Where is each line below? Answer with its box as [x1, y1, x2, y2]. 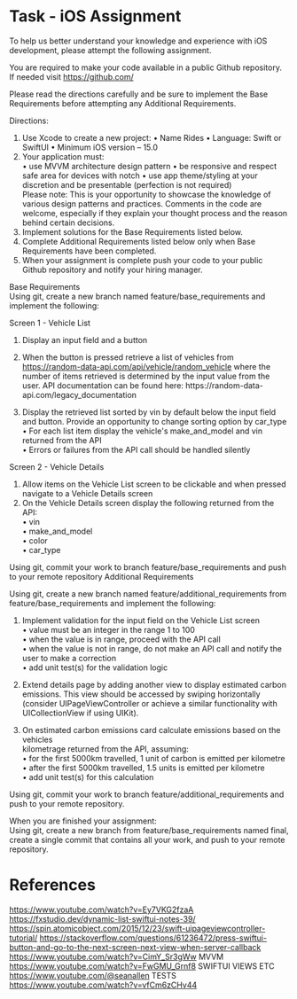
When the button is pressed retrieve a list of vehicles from [21, 352, 234, 363]
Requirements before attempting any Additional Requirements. [9, 98, 237, 108]
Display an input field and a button [21, 334, 148, 345]
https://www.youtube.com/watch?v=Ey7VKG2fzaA [9, 904, 194, 915]
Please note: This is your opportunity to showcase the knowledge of [21, 189, 272, 199]
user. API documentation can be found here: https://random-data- [21, 379, 264, 391]
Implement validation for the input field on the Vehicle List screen [21, 614, 260, 626]
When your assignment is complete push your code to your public [21, 254, 263, 265]
